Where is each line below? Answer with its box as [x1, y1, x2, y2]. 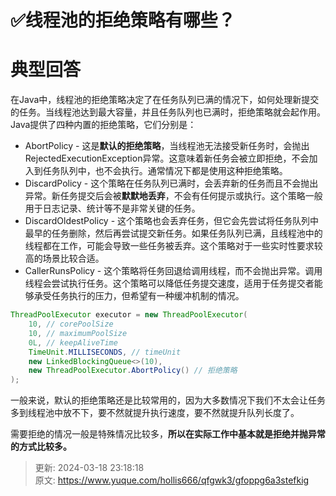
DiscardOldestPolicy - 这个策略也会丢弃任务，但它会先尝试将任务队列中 [24, 215, 320, 227]
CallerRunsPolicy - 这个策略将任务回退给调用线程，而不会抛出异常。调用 [24, 265, 323, 277]
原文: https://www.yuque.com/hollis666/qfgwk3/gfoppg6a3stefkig [34, 474, 310, 486]
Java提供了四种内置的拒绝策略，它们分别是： [10, 119, 197, 131]
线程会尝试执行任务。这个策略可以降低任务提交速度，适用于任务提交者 [24, 277, 315, 290]
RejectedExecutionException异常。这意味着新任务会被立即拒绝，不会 [24, 152, 310, 165]
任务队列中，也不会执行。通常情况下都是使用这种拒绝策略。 [42, 165, 288, 177]
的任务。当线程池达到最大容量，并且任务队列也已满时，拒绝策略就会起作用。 [10, 106, 326, 118]
